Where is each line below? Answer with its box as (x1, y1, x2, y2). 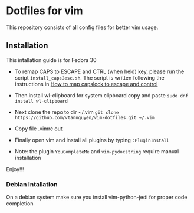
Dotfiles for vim (6, 4, 83, 18)
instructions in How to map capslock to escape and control (14, 80, 158, 87)
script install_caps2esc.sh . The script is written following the (14, 74, 165, 81)
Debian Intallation (6, 180, 58, 188)
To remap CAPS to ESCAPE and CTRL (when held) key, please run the (14, 68, 185, 75)
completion (6, 200, 34, 207)
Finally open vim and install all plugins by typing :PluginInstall (14, 136, 170, 143)
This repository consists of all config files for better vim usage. (6, 24, 159, 31)
